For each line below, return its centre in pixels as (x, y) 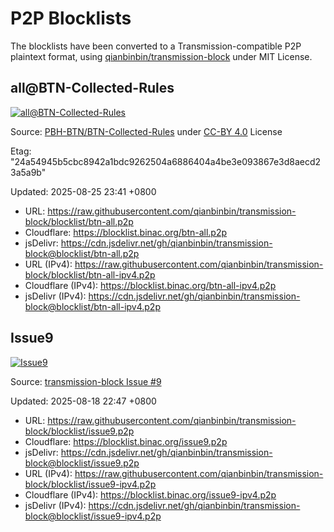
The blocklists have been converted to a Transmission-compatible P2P (156, 46)
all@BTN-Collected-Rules (92, 88)
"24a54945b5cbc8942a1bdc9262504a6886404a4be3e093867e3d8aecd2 (166, 161)
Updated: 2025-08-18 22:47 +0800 (83, 401)
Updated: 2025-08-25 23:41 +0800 (83, 191)
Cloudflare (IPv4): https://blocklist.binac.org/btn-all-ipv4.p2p (150, 285)
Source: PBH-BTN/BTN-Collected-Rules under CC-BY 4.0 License (146, 131)
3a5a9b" (28, 172)
